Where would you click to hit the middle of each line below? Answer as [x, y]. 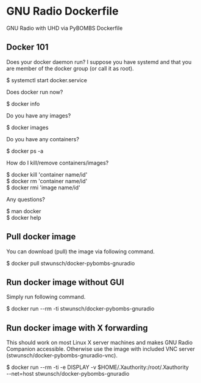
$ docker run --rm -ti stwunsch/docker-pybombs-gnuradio [80, 309]
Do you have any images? [39, 115]
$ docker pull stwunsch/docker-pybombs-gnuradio [71, 263]
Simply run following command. [46, 297]
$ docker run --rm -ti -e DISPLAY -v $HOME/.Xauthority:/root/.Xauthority [97, 367]
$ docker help [24, 217]
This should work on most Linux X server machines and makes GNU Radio [100, 343]
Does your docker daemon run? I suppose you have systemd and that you [99, 61]
